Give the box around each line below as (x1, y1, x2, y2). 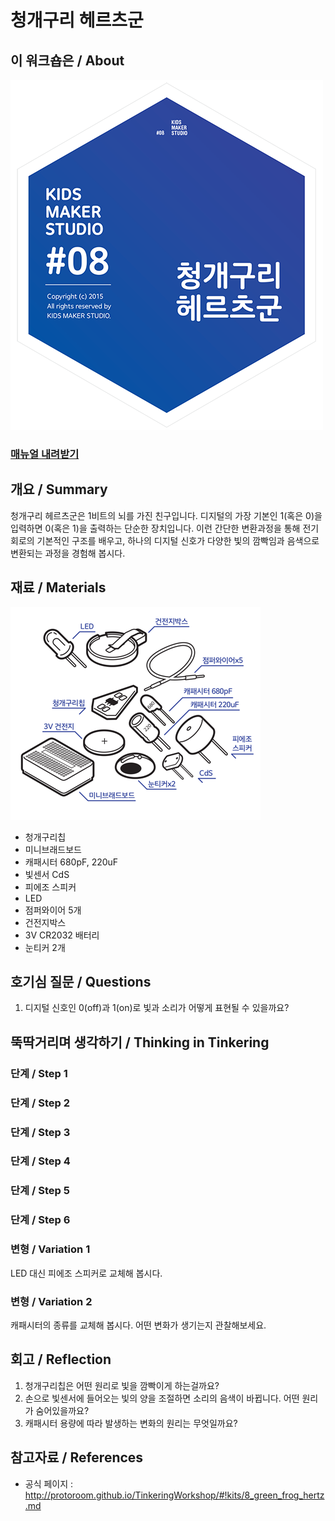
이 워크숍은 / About (10, 52, 125, 69)
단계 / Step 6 (10, 1213, 71, 1227)
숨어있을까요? (35, 1404, 90, 1416)
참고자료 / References (10, 1449, 144, 1466)
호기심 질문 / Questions (10, 973, 152, 990)
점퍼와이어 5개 (24, 904, 82, 916)
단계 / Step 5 (10, 1184, 70, 1198)
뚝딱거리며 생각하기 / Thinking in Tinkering (10, 1034, 270, 1051)
